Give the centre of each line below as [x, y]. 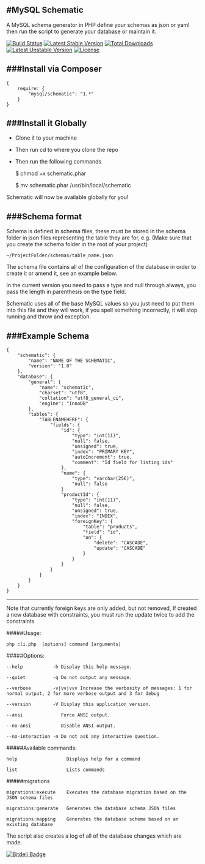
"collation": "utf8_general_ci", [81, 398]
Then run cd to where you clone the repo [67, 150]
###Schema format [44, 216]
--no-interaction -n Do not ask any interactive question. [83, 737]
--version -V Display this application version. [79, 704]
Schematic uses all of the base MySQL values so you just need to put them [100, 304]
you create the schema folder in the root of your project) [77, 244]
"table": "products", [110, 527]
